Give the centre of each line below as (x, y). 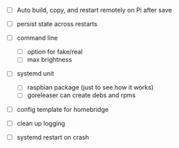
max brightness (50, 60)
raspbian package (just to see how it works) (90, 88)
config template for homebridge (63, 109)
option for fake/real (55, 52)
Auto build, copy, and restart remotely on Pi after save (94, 10)
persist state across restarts (57, 24)
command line (37, 38)
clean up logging (41, 123)
